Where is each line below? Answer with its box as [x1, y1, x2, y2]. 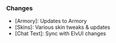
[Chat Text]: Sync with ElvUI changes [14, 30, 106, 37]
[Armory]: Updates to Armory [14, 18, 87, 25]
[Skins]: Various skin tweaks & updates [14, 24, 111, 31]
